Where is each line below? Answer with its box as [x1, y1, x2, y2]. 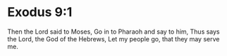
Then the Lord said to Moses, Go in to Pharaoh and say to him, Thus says [7, 27, 220, 36]
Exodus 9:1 [7, 4, 73, 20]
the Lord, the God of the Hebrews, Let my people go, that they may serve [7, 34, 220, 43]
